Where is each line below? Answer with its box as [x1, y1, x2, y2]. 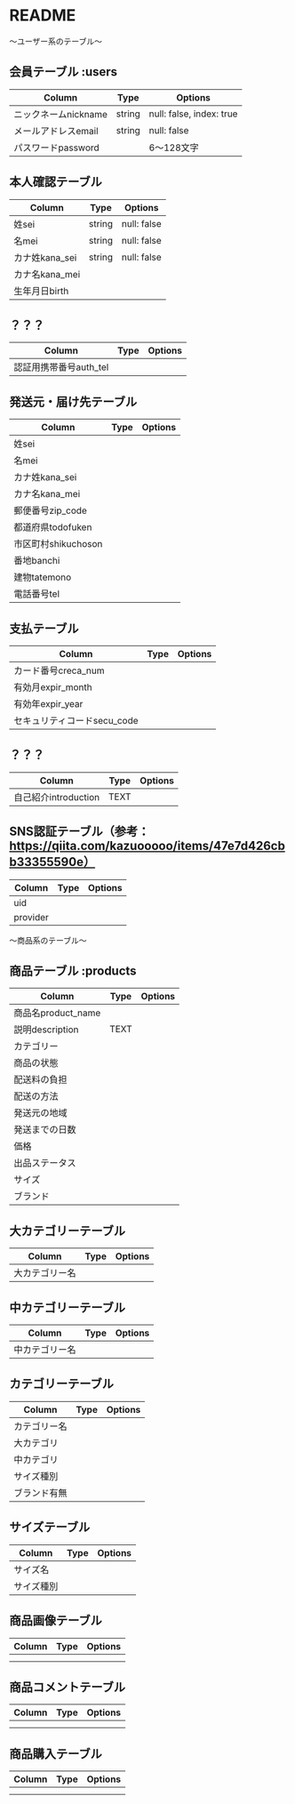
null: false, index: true [148, 108, 238, 120]
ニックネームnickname [13, 108, 108, 120]
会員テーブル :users [9, 64, 118, 80]
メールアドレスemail [13, 124, 100, 137]
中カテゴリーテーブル [9, 1300, 126, 1315]
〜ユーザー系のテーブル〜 [9, 36, 102, 46]
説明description [13, 1023, 79, 1036]
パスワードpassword [13, 141, 100, 154]
